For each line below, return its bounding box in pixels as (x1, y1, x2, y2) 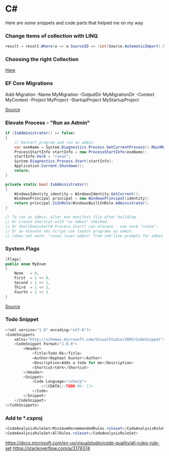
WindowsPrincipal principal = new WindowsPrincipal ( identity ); (14, 196, 150, 201)
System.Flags (5, 245, 40, 252)
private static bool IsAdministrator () (5, 182, 89, 187)
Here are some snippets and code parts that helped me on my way (5, 20, 143, 26)
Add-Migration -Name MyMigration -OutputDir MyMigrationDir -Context (5, 91, 154, 97)
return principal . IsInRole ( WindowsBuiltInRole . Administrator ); (14, 200, 150, 206)
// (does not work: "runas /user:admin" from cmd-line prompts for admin (5, 233, 163, 238)
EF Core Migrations (5, 80, 53, 87)
